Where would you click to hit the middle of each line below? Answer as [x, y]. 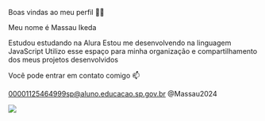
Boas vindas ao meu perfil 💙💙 [56, 12]
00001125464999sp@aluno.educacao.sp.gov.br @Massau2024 [113, 94]
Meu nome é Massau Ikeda [52, 27]
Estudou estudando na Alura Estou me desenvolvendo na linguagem [120, 43]
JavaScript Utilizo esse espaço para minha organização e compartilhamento [133, 51]
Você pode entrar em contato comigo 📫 [74, 76]
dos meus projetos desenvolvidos [63, 60]
